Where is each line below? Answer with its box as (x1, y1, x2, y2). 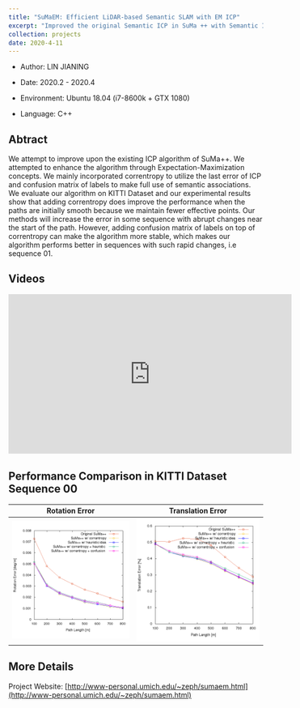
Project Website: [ (8, 681, 68, 691)
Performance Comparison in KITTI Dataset (8, 470, 227, 484)
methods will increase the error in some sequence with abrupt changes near (8, 215, 263, 224)
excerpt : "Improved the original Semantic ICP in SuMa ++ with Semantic (8, 21, 259, 30)
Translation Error (168, 506, 228, 516)
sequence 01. (8, 249, 53, 258)
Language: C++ (19, 109, 73, 119)
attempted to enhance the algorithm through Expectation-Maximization (8, 163, 245, 173)
